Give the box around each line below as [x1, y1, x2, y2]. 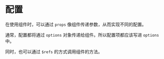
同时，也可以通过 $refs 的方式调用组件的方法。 [5, 49, 103, 55]
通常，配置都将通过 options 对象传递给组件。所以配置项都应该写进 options [5, 32, 159, 38]
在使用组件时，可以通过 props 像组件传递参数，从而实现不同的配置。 [5, 21, 146, 27]
